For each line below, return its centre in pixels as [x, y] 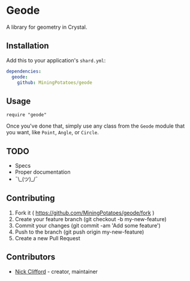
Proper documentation [43, 172]
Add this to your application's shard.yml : [56, 60]
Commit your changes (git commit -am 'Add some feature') [88, 225]
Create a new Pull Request [48, 238]
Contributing [31, 198]
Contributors [31, 257]
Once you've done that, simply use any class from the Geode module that [96, 126]
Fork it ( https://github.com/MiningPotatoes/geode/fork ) [85, 213]
